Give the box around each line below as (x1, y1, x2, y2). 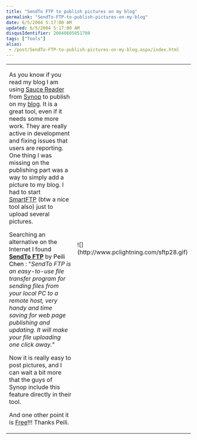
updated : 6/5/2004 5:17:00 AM (6, 25, 80, 31)
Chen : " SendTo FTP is (9, 259, 72, 268)
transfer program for (9, 274, 66, 282)
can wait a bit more (9, 368, 62, 376)
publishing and (9, 318, 50, 326)
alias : (6, 42, 22, 48)
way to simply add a (9, 173, 64, 181)
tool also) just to (9, 202, 53, 211)
